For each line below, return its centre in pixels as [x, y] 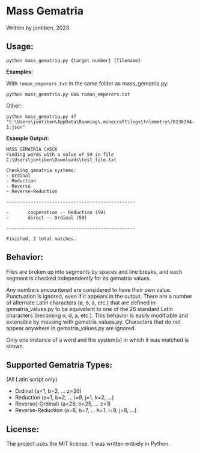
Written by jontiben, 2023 [38, 28]
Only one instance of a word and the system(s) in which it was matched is [98, 340]
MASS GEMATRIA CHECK [32, 149]
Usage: [20, 47]
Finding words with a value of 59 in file [60, 155]
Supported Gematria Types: [59, 365]
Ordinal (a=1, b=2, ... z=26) [48, 391]
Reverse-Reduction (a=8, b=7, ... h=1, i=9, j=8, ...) [76, 410]
